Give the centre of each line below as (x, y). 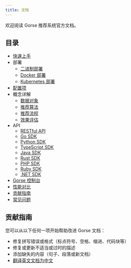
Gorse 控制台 (27, 180)
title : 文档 (17, 10)
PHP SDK (30, 163)
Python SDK (33, 142)
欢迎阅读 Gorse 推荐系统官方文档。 (42, 25)
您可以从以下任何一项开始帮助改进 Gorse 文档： (55, 231)
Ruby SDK (31, 169)
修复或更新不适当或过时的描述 (44, 248)
